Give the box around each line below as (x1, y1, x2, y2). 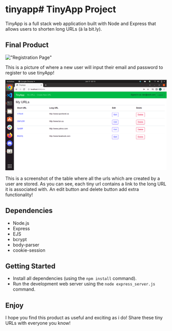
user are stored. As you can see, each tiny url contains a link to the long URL (5, 180, 166, 187)
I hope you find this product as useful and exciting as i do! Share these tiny (5, 315, 163, 321)
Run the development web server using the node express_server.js (12, 281, 156, 287)
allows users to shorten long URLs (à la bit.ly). (5, 26, 102, 32)
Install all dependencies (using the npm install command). (12, 275, 137, 281)
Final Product (5, 41, 49, 50)
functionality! (5, 192, 33, 198)
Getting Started (5, 262, 56, 270)
